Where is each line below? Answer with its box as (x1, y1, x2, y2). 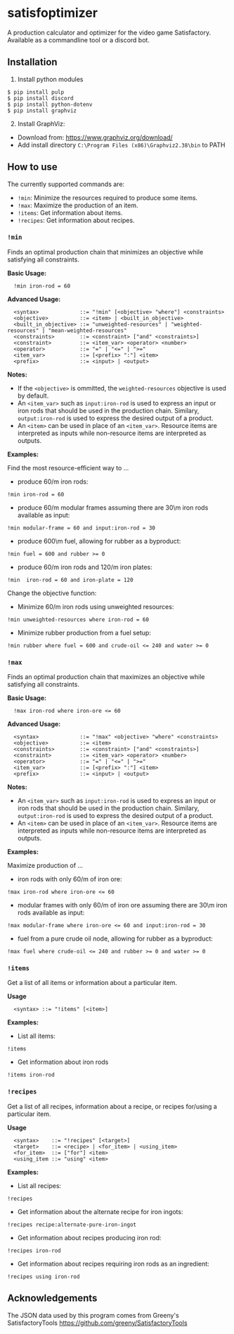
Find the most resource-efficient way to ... (7, 463, 129, 472)
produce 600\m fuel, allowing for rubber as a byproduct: (17, 537, 181, 545)
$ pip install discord (7, 94, 74, 102)
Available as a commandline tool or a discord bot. (7, 35, 150, 44)
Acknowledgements (7, 1292, 98, 1304)
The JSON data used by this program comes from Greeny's (7, 1311, 179, 1319)
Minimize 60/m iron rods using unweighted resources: (17, 602, 174, 611)
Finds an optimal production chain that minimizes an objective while (7, 247, 204, 256)
